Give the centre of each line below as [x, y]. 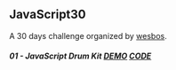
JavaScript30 [48, 15]
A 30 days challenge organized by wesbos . [88, 35]
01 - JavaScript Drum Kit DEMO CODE [80, 56]
